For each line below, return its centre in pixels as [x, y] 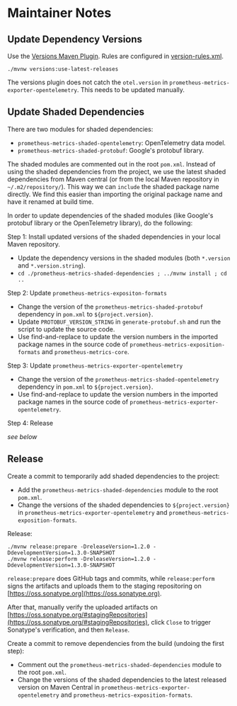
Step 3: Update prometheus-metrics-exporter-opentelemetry [95, 365]
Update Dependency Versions [75, 39]
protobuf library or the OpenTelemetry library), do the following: [100, 223]
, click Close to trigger [179, 622]
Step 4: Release [30, 423]
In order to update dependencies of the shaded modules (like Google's [110, 215]
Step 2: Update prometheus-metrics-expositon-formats [87, 292]
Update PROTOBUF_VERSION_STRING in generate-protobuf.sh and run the [119, 321]
